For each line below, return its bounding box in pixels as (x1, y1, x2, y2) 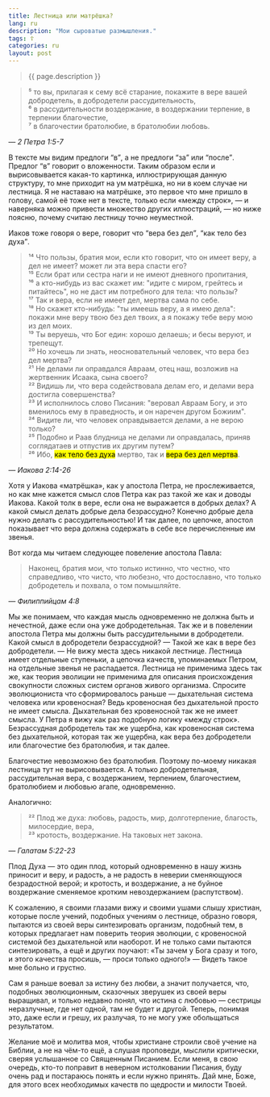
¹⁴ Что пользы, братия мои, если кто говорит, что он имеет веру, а (27, 252, 257, 262)
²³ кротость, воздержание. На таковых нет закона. (27, 830, 203, 840)
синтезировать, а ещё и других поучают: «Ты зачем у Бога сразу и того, (8, 945, 258, 955)
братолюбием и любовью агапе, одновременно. (8, 782, 176, 791)
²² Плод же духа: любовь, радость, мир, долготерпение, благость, (27, 813, 258, 823)
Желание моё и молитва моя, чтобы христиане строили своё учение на (8, 1037, 257, 1046)
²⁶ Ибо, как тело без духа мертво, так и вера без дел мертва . (27, 449, 240, 459)
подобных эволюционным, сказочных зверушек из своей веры (8, 987, 227, 996)
